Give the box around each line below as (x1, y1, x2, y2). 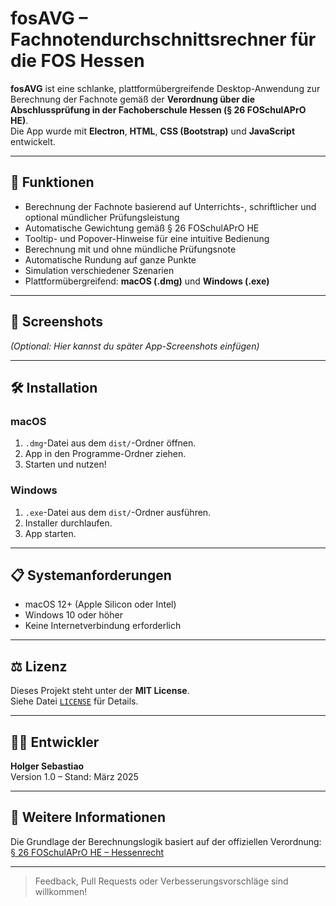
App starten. (24, 527, 77, 539)
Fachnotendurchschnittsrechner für (10, 28, 317, 51)
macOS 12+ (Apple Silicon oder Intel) (24, 598, 177, 611)
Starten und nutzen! (24, 458, 107, 471)
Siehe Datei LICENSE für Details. (10, 695, 139, 707)
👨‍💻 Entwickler (10, 733, 100, 751)
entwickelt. (10, 135, 56, 147)
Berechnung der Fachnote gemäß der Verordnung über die (10, 93, 255, 105)
